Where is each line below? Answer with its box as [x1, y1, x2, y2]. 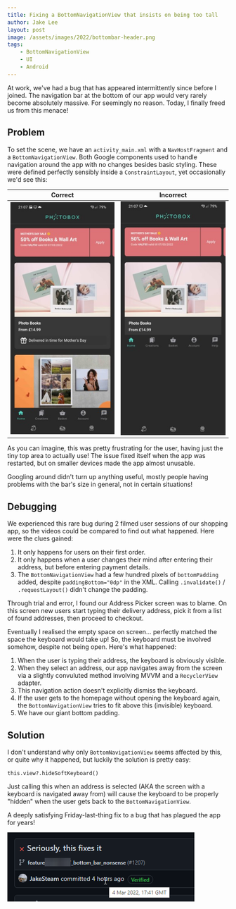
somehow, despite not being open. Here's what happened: [7, 643, 177, 651]
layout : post [7, 26, 46, 33]
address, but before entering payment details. [17, 563, 150, 571]
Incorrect [159, 191, 188, 199]
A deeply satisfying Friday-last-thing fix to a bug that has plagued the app [7, 811, 221, 820]
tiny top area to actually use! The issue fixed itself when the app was [7, 452, 206, 460]
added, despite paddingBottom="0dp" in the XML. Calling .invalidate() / [17, 578, 225, 586]
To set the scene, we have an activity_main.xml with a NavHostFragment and [7, 145, 228, 154]
